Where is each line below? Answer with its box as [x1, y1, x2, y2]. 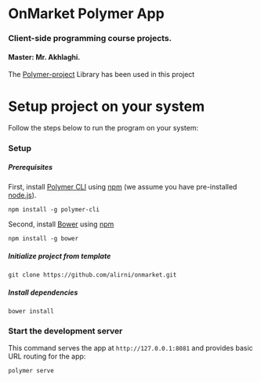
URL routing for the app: [8, 351, 86, 362]
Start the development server [8, 325, 123, 336]
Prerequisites [8, 162, 53, 171]
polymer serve [8, 367, 55, 375]
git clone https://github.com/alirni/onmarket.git [8, 271, 177, 279]
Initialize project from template [8, 251, 111, 260]
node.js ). [8, 190, 37, 200]
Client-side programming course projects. [8, 33, 172, 44]
